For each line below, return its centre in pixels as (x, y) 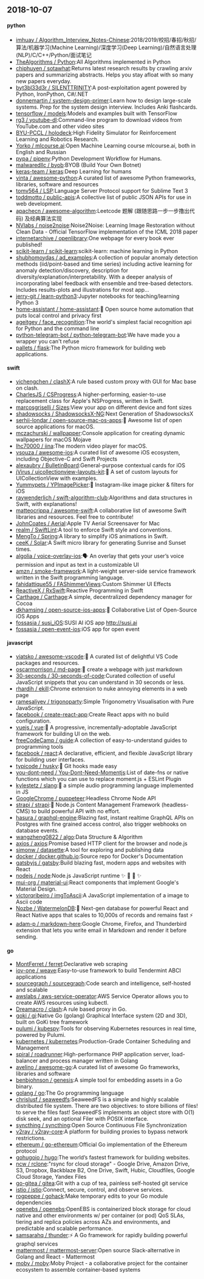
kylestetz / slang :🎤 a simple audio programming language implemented (104, 785)
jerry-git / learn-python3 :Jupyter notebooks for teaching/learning (97, 296)
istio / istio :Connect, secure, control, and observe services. (90, 1190)
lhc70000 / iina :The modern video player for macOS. (81, 446)
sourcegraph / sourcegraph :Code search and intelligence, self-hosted (103, 984)
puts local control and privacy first (59, 316)
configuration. (33, 721)
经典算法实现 (46, 218)
